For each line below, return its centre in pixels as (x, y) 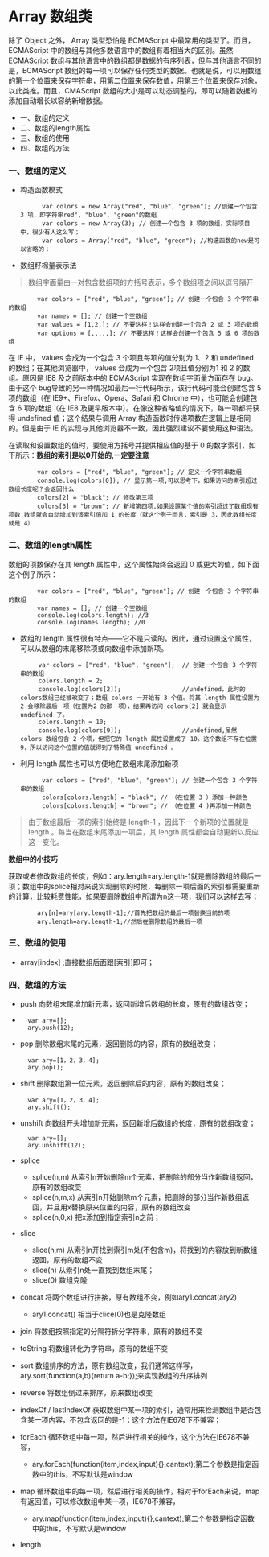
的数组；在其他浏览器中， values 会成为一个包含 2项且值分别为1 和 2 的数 (129, 368)
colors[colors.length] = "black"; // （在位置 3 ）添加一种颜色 (145, 797)
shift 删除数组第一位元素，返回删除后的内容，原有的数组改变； (123, 1084)
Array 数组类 (50, 16)
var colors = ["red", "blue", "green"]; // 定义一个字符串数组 (140, 472)
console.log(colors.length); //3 (93, 615)
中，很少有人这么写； (50, 233)
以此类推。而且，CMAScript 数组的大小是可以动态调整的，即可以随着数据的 (133, 90)
